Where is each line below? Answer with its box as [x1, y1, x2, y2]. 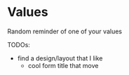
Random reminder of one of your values [7, 27, 123, 35]
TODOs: [7, 40, 30, 49]
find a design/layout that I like [17, 53, 103, 62]
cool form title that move [27, 61, 99, 69]
